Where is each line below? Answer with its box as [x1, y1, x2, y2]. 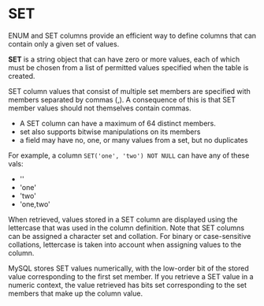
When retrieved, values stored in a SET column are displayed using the [8, 215, 238, 224]
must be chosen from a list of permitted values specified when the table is [8, 62, 249, 72]
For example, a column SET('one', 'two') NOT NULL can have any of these [8, 151, 250, 160]
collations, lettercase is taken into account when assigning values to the [8, 240, 242, 249]
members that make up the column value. [8, 289, 143, 298]
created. [8, 71, 35, 80]
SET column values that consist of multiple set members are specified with [8, 86, 251, 95]
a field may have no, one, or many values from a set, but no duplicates [19, 135, 248, 144]
